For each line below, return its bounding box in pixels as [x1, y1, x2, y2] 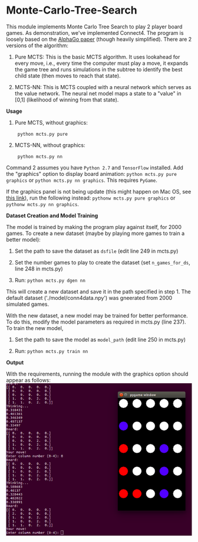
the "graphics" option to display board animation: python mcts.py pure [6, 170, 177, 177]
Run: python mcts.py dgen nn [14, 276, 85, 283]
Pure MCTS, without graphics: [14, 119, 88, 126]
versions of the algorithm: [6, 42, 69, 49]
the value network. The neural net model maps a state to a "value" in [14, 90, 181, 97]
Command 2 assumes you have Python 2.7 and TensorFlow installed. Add [6, 164, 184, 171]
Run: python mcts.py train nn [14, 347, 88, 354]
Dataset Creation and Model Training [6, 212, 98, 219]
